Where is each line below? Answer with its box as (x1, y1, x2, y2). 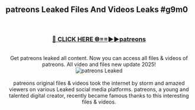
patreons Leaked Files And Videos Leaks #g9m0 (5, 5, 188, 15)
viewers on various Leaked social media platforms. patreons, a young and (9, 86, 189, 93)
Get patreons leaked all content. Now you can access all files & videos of (10, 55, 188, 62)
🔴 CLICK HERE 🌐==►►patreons (52, 35, 146, 43)
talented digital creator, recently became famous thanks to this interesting (9, 92, 189, 99)
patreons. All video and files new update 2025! (41, 61, 156, 68)
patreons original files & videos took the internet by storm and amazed (13, 79, 185, 87)
